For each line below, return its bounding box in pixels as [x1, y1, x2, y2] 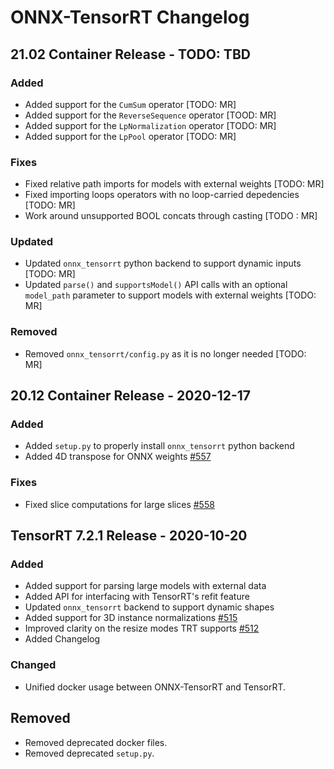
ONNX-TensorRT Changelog [10, 6, 250, 29]
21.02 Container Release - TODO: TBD [10, 46, 251, 63]
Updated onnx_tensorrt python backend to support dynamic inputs [24, 257, 302, 270]
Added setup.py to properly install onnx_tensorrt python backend [24, 440, 295, 452]
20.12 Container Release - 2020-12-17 [10, 387, 252, 405]
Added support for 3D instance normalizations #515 [24, 612, 238, 624]
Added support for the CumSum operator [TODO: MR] [24, 98, 237, 110]
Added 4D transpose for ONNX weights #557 [24, 451, 212, 463]
